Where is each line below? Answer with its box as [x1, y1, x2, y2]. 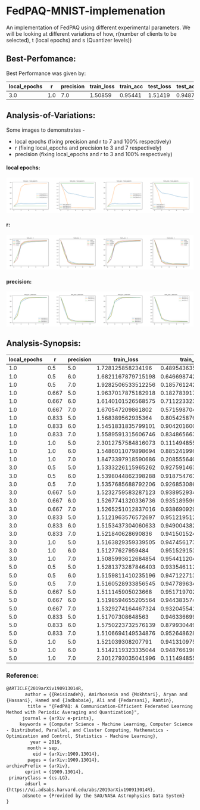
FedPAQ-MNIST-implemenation [6, 4, 165, 18]
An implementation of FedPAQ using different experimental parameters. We [6, 24, 190, 31]
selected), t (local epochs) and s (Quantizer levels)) [6, 36, 132, 44]
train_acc [120, 83, 143, 90]
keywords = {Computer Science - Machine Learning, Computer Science [19, 721, 193, 728]
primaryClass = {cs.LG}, [8, 775, 70, 781]
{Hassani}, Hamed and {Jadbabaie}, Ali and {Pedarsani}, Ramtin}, [6, 697, 174, 704]
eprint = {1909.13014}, [24, 769, 84, 775]
